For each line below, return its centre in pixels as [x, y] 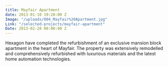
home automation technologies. [38, 59]
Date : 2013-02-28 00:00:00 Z [36, 29]
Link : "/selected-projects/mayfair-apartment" [55, 24]
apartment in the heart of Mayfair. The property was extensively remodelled [84, 48]
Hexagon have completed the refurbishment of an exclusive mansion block [83, 43]
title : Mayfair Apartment [32, 10]
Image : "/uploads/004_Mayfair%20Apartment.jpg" [56, 19]
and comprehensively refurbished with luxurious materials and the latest [80, 54]
